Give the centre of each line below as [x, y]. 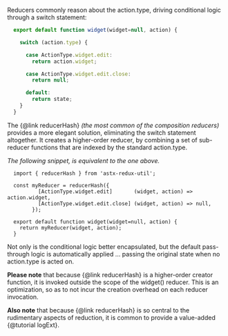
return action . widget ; [65, 62]
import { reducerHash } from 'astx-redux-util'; [85, 173]
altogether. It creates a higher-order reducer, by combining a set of [103, 140]
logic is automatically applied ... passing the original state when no [125, 254]
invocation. [23, 297]
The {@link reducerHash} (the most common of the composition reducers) [113, 125]
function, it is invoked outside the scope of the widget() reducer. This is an [113, 282]
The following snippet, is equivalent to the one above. [84, 160]
